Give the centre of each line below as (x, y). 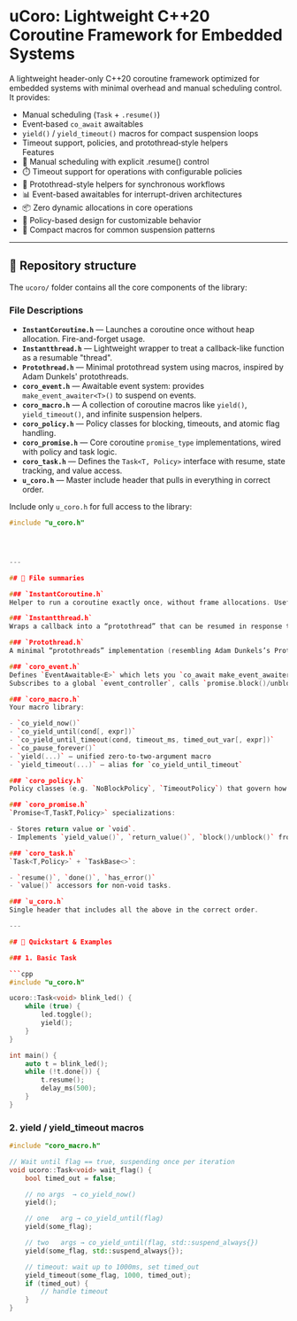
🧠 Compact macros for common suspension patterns (118, 229)
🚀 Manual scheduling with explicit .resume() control (115, 161)
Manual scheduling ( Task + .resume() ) (91, 114)
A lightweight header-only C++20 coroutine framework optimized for (134, 78)
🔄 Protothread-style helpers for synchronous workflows (123, 184)
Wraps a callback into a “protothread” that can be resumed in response (146, 626)
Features (38, 152)
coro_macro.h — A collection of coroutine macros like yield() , (134, 405)
